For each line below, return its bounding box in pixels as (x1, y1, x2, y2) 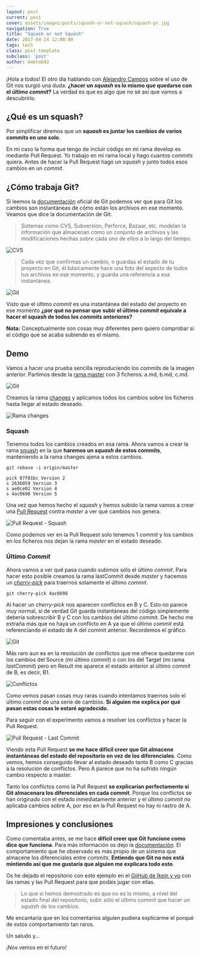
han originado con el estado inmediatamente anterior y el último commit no (6, 795, 191, 802)
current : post (6, 14, 42, 20)
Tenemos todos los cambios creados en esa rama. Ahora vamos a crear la (6, 441, 189, 448)
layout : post (6, 8, 39, 15)
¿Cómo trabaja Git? (6, 182, 79, 192)
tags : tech (6, 43, 33, 49)
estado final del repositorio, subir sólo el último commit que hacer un (20, 897, 190, 904)
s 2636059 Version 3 (6, 480, 58, 487)
